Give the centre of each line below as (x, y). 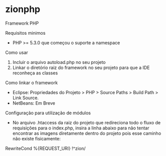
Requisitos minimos (25, 33)
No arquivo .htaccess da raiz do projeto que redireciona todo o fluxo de (87, 122)
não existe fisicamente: (36, 138)
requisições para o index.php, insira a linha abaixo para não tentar (81, 128)
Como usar (17, 52)
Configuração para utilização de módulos (48, 113)
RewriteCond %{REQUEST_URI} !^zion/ (46, 148)
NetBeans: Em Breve (34, 103)
